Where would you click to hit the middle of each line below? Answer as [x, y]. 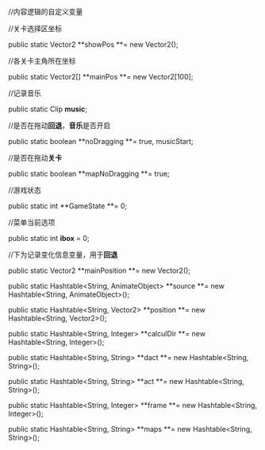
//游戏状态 [25, 190]
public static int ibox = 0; [49, 238]
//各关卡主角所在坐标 [42, 61]
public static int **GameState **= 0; [68, 206]
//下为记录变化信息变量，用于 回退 [63, 254]
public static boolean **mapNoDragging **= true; [89, 174]
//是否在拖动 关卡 [35, 158]
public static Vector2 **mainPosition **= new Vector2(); [100, 270]
